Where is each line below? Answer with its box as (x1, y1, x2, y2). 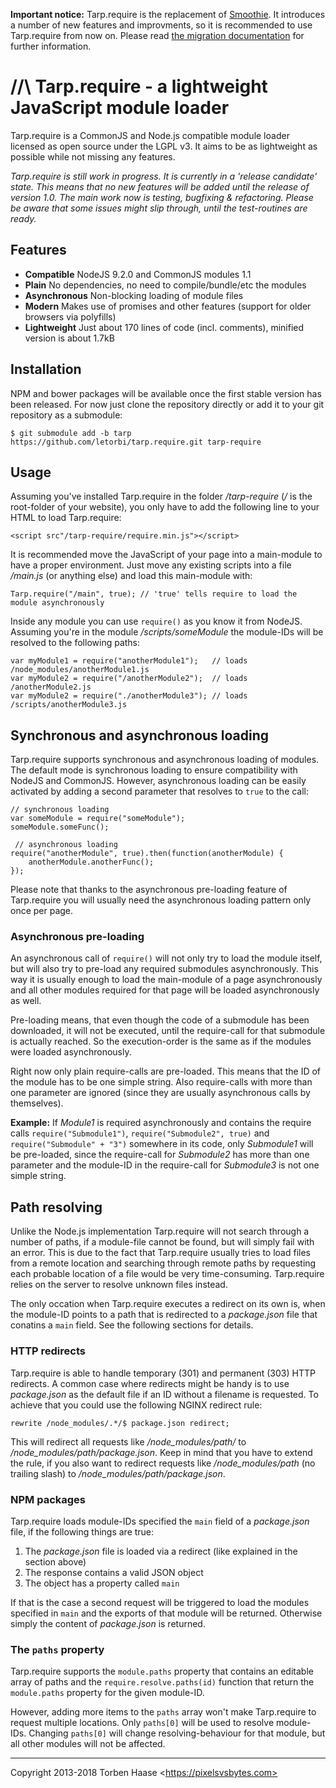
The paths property (10, 1642, 105, 1656)
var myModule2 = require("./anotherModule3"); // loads (10, 691, 248, 701)
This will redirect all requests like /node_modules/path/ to (10, 1435, 247, 1448)
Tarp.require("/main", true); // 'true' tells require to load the (10, 589, 298, 599)
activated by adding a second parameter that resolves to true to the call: (10, 785, 310, 798)
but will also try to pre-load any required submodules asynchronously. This (10, 963, 319, 975)
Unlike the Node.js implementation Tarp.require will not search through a (10, 1225, 310, 1238)
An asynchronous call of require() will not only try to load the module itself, (10, 952, 323, 964)
